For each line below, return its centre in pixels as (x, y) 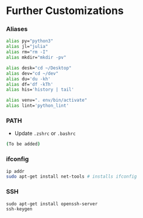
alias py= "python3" (30, 41)
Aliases (17, 29)
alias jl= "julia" (27, 47)
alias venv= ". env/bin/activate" (47, 101)
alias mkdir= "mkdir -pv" (36, 58)
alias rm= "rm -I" (27, 52)
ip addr (15, 171)
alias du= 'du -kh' (28, 79)
